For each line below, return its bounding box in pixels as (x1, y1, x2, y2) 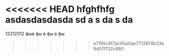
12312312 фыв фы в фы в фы (5, 30, 65, 36)
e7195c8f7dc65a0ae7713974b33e (93, 40, 164, 46)
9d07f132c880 (93, 45, 124, 51)
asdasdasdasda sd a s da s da (5, 14, 133, 25)
